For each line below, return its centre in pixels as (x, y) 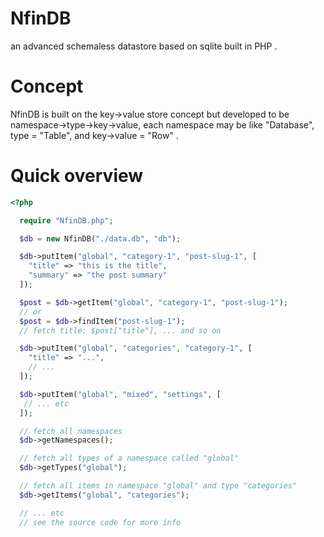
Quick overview (77, 176)
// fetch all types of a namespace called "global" (129, 458)
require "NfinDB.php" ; (66, 220)
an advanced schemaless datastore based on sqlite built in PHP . (144, 46)
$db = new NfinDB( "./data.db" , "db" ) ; (100, 238)
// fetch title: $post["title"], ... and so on (120, 330)
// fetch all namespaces (71, 431)
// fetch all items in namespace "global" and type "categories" (158, 486)
